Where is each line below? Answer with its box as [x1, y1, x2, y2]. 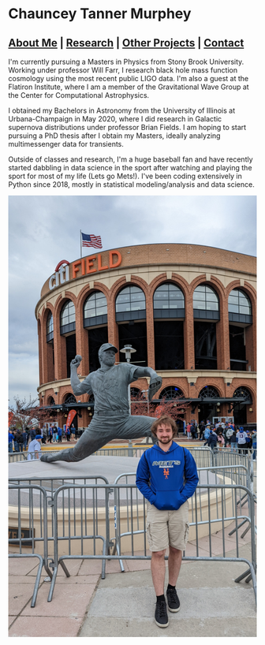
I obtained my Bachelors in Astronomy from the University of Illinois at [8, 106, 235, 115]
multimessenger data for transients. [8, 140, 125, 148]
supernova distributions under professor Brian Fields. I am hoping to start [8, 123, 247, 132]
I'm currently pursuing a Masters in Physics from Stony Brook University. [8, 57, 244, 66]
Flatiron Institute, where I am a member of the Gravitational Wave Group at [8, 82, 250, 91]
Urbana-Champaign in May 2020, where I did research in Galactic [8, 114, 222, 123]
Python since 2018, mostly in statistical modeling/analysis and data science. [8, 180, 255, 189]
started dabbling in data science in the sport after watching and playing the [8, 163, 252, 172]
